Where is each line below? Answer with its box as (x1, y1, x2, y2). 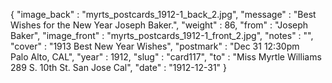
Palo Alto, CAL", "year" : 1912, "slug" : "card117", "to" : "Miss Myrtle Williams (10, 51, 322, 63)
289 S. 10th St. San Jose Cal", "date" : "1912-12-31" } (10, 62, 228, 73)
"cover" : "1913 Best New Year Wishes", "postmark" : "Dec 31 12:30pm (10, 40, 300, 52)
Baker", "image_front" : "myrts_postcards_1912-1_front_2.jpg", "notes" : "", (10, 30, 314, 41)
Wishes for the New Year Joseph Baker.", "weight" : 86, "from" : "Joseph (10, 19, 309, 31)
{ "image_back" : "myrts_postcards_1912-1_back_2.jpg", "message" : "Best (10, 9, 317, 20)
